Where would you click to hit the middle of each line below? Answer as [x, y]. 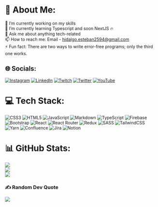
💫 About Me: [30, 10]
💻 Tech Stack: [35, 101]
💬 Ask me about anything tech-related [43, 34]
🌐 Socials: [21, 69]
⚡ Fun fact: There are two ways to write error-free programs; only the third [79, 46]
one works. [16, 53]
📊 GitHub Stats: [38, 148]
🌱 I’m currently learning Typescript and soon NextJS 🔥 [59, 28]
